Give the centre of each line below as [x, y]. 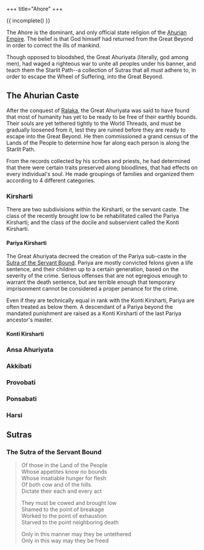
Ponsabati [22, 398]
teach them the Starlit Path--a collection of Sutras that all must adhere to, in [101, 70]
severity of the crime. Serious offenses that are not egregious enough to [97, 276]
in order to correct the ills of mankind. [54, 45]
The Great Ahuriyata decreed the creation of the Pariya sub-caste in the [97, 256]
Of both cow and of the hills [56, 485]
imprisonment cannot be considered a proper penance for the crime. [92, 289]
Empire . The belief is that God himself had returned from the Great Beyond [100, 39]
